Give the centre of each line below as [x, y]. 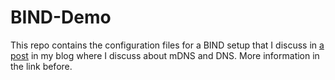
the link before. [41, 66]
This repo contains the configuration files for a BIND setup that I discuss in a [167, 45]
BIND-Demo [61, 17]
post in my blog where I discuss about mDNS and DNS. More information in [165, 55]
